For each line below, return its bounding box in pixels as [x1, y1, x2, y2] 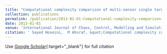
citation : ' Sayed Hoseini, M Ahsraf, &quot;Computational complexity [5, 30, 157, 35]
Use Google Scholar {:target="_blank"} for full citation [5, 44, 114, 49]
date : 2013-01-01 [5, 21, 41, 26]
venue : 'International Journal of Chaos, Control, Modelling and [5, 26, 143, 30]
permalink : [5, 16, 28, 21]
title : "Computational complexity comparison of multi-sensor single [5, 7, 153, 12]
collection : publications [5, 12, 59, 17]
